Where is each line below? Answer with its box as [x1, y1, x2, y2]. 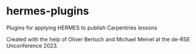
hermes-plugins [6, 4, 89, 18]
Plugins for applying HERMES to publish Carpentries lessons [6, 24, 158, 31]
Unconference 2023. [6, 42, 59, 49]
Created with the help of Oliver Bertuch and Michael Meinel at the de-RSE [6, 35, 191, 43]
